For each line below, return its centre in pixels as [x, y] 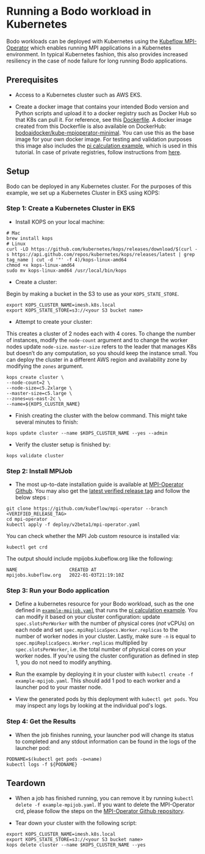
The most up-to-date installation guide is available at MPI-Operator [99, 484]
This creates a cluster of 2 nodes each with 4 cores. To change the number [101, 333]
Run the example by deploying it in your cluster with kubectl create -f [104, 674]
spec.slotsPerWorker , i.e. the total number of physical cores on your [100, 650]
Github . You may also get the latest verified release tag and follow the [103, 491]
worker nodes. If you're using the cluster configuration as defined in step [107, 656]
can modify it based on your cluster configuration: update [88, 617]
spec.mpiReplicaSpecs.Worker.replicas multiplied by [81, 643]
